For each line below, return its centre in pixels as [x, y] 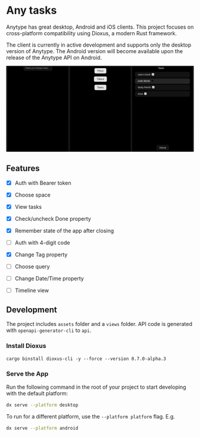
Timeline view [32, 291]
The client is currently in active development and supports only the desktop [99, 45]
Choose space [32, 195]
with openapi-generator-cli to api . [49, 330]
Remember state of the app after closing [64, 230]
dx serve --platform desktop [42, 405]
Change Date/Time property [49, 279]
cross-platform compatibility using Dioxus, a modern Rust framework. [92, 33]
